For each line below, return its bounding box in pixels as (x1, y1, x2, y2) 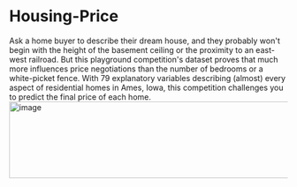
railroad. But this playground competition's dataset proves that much (28, 54, 278, 64)
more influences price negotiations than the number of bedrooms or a (9, 64, 263, 74)
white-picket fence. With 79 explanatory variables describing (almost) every (9, 72, 286, 83)
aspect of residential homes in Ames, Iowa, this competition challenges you (9, 82, 285, 93)
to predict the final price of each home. (9, 91, 152, 102)
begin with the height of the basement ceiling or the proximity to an (9, 44, 255, 55)
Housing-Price (9, 6, 119, 26)
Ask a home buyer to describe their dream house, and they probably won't (9, 35, 281, 46)
